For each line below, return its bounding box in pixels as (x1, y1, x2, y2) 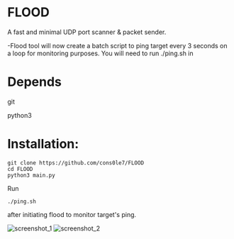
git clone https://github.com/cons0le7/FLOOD (7, 159, 144, 167)
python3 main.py (7, 172, 55, 179)
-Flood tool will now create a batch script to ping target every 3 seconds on (7, 41, 228, 50)
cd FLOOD (7, 165, 33, 172)
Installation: (7, 136, 79, 152)
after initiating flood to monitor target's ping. (7, 210, 137, 218)
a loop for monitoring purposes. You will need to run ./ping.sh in (7, 49, 194, 57)
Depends (7, 74, 62, 90)
